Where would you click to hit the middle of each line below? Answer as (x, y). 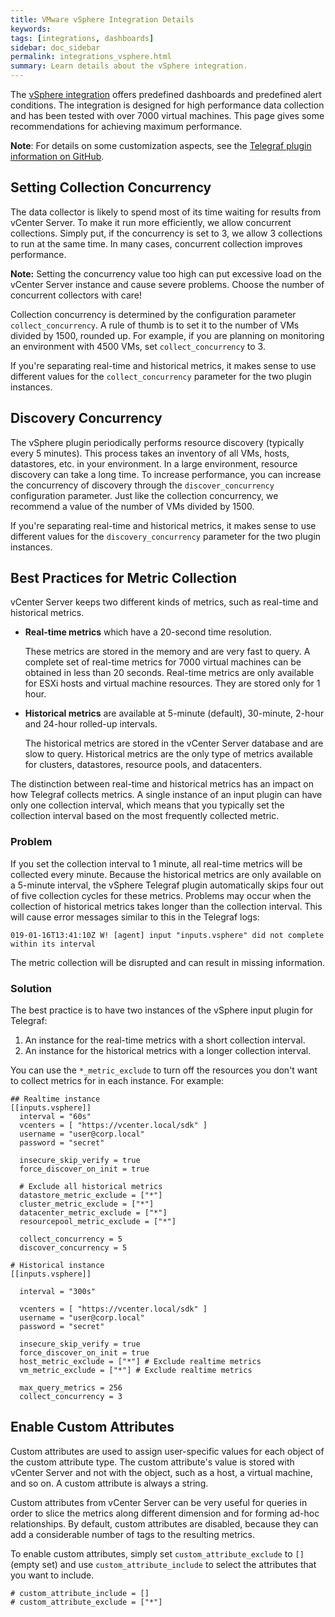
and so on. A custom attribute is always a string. (109, 1483)
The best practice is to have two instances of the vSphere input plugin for (161, 1010)
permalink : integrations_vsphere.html (91, 57)
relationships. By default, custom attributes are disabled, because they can (164, 1523)
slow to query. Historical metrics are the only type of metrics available (168, 754)
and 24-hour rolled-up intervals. (91, 724)
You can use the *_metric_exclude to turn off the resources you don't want (164, 1070)
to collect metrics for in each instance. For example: (117, 1081)
